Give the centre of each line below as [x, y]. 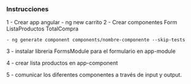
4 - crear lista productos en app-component [62, 63]
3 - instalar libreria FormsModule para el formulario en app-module [91, 51]
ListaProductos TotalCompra [42, 29]
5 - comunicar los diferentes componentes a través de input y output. [94, 75]
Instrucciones [28, 9]
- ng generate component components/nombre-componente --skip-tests [96, 40]
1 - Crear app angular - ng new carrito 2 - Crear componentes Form [92, 23]
